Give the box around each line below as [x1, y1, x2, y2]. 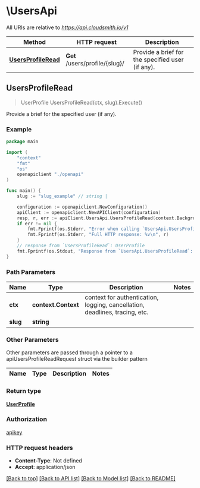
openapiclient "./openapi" [17, 171, 84, 178]
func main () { [6, 188, 42, 194]
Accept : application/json [14, 464, 76, 471]
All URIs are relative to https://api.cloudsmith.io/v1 [6, 24, 129, 31]
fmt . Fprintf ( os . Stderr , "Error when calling [27, 226, 140, 232]
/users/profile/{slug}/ [65, 59, 125, 67]
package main [6, 138, 39, 145]
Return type [6, 387, 42, 395]
